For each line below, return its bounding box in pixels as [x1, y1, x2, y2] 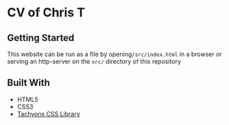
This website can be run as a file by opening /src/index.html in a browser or [7, 50, 223, 58]
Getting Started [7, 32, 75, 44]
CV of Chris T [7, 5, 86, 20]
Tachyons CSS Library [16, 109, 80, 117]
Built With [7, 77, 50, 89]
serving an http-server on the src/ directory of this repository [7, 57, 182, 66]
